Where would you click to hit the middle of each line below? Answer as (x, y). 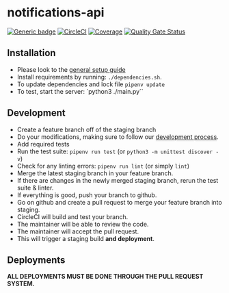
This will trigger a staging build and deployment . (86, 238)
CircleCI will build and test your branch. (72, 216)
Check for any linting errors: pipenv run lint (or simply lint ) (103, 166)
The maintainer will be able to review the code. (83, 224)
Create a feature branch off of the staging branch (86, 129)
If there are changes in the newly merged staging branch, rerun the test (118, 180)
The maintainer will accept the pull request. (78, 231)
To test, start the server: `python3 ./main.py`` (80, 91)
